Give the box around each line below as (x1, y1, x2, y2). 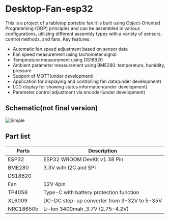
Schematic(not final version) (5, 104, 98, 112)
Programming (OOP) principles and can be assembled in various (5, 25, 140, 31)
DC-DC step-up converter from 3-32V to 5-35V (43, 197, 162, 204)
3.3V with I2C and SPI (43, 164, 96, 171)
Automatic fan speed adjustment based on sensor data (12, 46, 128, 52)
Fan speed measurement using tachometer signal (12, 51, 117, 57)
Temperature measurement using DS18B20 (12, 56, 103, 62)
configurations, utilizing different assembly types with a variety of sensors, (5, 30, 162, 37)
